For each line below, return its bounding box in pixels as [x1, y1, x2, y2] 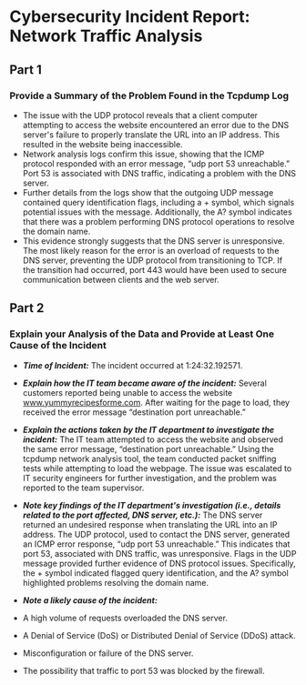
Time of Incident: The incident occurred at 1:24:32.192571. [22, 359, 243, 370]
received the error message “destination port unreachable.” [22, 407, 246, 418]
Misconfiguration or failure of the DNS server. [22, 648, 194, 659]
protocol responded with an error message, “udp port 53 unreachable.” [22, 157, 291, 169]
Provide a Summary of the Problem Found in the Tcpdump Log [9, 89, 290, 102]
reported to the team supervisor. [22, 482, 145, 493]
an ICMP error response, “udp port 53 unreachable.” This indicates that [22, 539, 291, 549]
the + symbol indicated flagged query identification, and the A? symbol [22, 567, 289, 579]
